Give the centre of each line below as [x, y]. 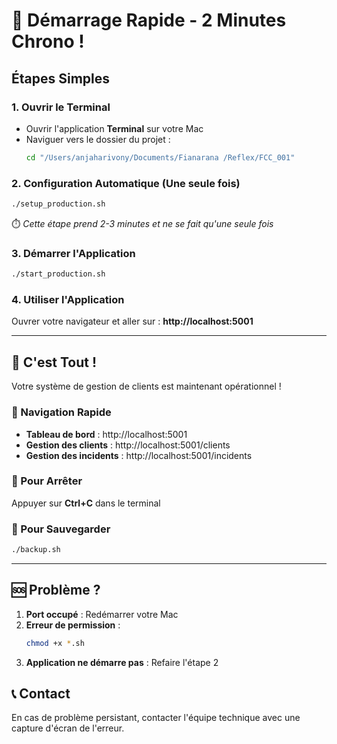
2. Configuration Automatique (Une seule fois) [126, 183]
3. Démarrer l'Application [73, 253]
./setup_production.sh [58, 204]
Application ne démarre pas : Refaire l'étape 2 [122, 662]
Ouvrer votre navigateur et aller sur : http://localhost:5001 [132, 321]
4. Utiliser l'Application [68, 300]
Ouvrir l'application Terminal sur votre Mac [114, 128]
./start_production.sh [58, 274]
